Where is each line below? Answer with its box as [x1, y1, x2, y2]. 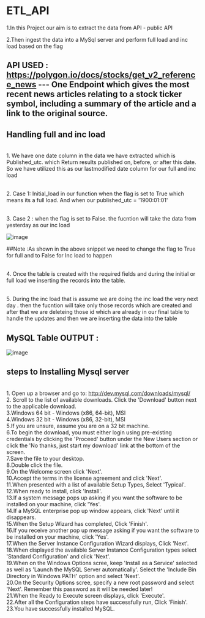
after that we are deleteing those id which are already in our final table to [6, 308, 190, 316]
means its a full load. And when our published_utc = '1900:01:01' [6, 197, 168, 204]
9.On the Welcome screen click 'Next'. [6, 467, 103, 475]
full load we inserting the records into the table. [6, 277, 125, 284]
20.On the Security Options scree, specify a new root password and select [6, 579, 195, 586]
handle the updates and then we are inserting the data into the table [6, 315, 177, 323]
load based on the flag [6, 42, 63, 50]
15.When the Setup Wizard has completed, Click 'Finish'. [6, 520, 149, 527]
